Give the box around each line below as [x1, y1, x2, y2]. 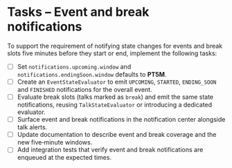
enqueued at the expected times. [17, 153, 112, 162]
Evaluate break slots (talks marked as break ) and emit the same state [17, 93, 214, 101]
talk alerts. [17, 123, 48, 131]
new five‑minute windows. [17, 138, 93, 147]
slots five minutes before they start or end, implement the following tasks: [7, 49, 217, 57]
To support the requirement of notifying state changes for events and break [7, 41, 223, 50]
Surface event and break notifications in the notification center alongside [17, 115, 226, 124]
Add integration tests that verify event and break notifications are [17, 146, 204, 154]
